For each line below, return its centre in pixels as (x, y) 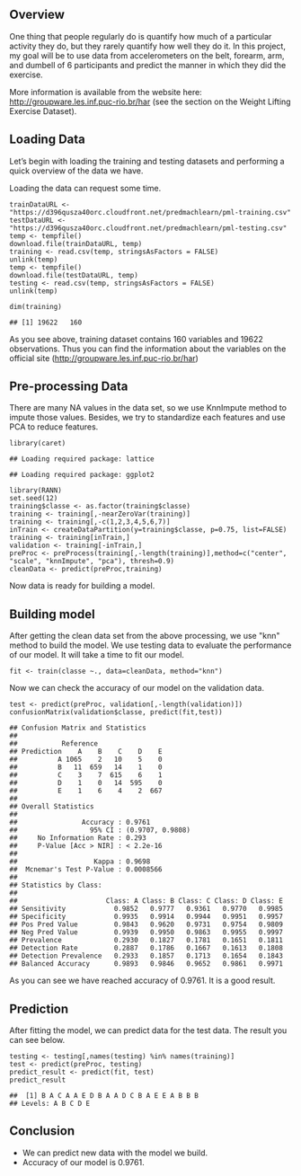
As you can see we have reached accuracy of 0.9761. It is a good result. (142, 981)
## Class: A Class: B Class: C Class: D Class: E (146, 901)
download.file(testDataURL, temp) (74, 275)
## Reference (54, 744)
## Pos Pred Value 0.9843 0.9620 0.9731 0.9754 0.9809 (146, 924)
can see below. (37, 1040)
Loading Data (47, 140)
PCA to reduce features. (54, 427)
